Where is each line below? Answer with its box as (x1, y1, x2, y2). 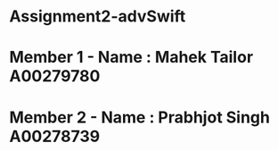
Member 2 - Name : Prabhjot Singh (9, 107, 270, 127)
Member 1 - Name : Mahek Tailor (9, 47, 254, 68)
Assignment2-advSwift (9, 6, 186, 27)
